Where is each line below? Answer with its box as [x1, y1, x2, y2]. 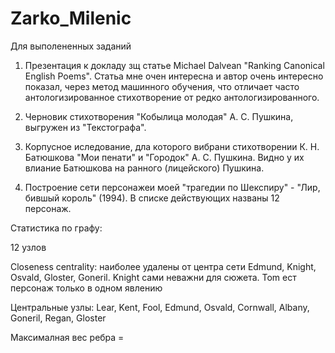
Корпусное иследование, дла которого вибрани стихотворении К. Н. [24, 140, 320, 152]
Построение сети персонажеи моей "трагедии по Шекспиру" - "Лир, [24, 181, 321, 193]
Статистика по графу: [10, 222, 103, 234]
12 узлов [10, 241, 47, 253]
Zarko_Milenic [10, 7, 132, 30]
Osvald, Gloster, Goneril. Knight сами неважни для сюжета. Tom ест [10, 271, 297, 283]
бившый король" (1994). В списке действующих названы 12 [24, 192, 280, 204]
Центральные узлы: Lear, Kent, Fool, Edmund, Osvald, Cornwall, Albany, [10, 301, 310, 313]
